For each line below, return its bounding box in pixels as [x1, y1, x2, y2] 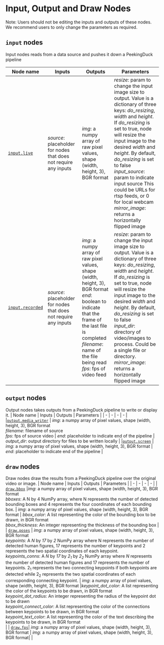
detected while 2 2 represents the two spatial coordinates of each [5, 571, 136, 578]
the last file [82, 322, 108, 329]
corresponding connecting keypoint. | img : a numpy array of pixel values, [5, 577, 152, 583]
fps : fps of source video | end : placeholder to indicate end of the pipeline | [5, 433, 155, 438]
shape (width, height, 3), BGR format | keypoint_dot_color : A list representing [5, 583, 159, 588]
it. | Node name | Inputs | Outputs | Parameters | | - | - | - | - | [5, 412, 128, 418]
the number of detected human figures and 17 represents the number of [5, 560, 150, 565]
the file [82, 353, 98, 359]
